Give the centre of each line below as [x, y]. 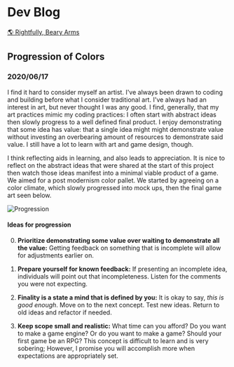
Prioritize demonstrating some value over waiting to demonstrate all [118, 240]
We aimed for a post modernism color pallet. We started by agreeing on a [113, 180]
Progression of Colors [56, 57]
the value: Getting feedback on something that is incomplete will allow [119, 248]
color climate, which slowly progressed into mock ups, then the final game [115, 187]
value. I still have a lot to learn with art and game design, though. [101, 144]
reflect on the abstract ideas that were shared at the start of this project [110, 165]
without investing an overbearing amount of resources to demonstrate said [115, 137]
